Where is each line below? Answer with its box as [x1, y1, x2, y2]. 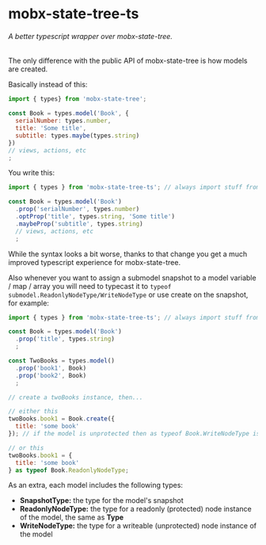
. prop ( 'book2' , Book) [15, 371, 87, 379]
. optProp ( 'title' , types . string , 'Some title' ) [15, 213, 176, 221]
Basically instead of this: [8, 80, 88, 90]
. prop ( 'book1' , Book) [15, 364, 87, 372]
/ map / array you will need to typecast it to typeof [8, 281, 172, 290]
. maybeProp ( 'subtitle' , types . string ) [15, 220, 144, 228]
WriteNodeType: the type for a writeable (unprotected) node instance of [19, 521, 257, 531]
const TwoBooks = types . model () [8, 357, 115, 365]
